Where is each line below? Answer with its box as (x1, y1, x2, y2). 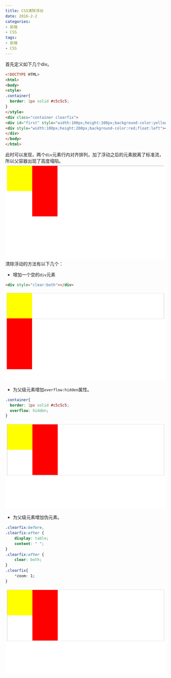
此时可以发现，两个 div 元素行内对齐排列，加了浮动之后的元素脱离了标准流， (5, 152, 164, 157)
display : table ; (14, 535, 49, 541)
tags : (5, 35, 17, 40)
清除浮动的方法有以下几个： (5, 260, 64, 267)
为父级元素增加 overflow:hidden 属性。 (12, 386, 92, 392)
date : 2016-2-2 (5, 13, 38, 19)
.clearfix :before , (5, 525, 44, 530)
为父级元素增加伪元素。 (12, 514, 62, 521)
